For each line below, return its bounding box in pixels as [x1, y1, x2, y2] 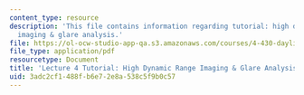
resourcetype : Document [9, 55, 100, 64]
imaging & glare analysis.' [17, 30, 124, 39]
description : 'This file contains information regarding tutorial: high [9, 22, 290, 31]
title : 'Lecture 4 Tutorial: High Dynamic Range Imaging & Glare [9, 64, 261, 73]
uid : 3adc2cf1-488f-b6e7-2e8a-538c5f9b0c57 [9, 72, 176, 81]
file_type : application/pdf [9, 47, 116, 56]
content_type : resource [9, 13, 100, 23]
